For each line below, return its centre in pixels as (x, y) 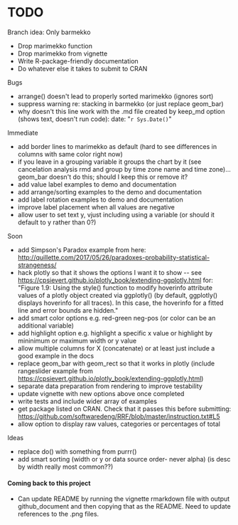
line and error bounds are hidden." (68, 310)
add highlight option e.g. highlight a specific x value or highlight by (115, 333)
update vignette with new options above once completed (101, 393)
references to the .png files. (58, 514)
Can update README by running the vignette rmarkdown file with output (124, 499)
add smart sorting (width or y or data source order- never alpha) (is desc (124, 459)
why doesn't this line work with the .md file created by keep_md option (121, 111)
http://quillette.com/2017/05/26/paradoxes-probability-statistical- (114, 257)
